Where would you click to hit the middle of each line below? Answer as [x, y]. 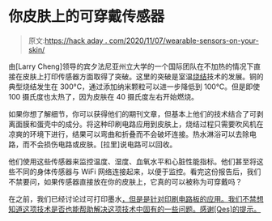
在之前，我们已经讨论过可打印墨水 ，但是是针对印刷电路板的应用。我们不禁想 [136, 198]
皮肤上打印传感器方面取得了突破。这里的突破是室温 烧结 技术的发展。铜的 [143, 76]
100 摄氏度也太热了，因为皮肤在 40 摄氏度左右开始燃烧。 [104, 96]
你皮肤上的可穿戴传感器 [87, 17]
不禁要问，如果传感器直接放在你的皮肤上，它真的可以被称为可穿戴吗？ [125, 181]
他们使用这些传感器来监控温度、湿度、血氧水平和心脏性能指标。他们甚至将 [132, 161]
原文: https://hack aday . [68, 40]
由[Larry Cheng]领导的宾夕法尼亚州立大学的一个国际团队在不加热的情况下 [131, 66]
